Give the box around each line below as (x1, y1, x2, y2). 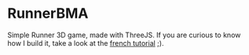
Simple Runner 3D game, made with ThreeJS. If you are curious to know (7, 30, 241, 40)
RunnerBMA (7, 5, 89, 22)
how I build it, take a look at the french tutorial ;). (7, 38, 164, 47)
